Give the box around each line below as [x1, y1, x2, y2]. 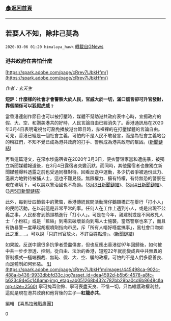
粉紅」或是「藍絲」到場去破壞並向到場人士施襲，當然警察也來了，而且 [18, 218, 166, 224]
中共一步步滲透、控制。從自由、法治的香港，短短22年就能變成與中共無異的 [5, 248, 163, 254]
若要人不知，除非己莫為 [5, 29, 79, 38]
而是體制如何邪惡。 [5, 261, 46, 267]
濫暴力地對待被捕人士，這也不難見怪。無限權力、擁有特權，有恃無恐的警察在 [5, 175, 166, 182]
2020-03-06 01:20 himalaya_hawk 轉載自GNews [5, 43, 104, 50]
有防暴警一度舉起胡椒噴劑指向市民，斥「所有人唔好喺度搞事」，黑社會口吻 [5, 225, 159, 231]
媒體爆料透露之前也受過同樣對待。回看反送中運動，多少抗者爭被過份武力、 [9, 169, 166, 175]
